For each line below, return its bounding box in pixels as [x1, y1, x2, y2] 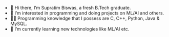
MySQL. [10, 20, 28, 26]
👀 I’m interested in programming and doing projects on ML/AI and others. [10, 10, 164, 16]
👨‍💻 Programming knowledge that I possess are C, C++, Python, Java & [10, 15, 160, 21]
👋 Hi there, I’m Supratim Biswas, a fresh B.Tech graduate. [10, 5, 131, 10]
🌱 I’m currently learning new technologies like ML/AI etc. [10, 26, 130, 32]
